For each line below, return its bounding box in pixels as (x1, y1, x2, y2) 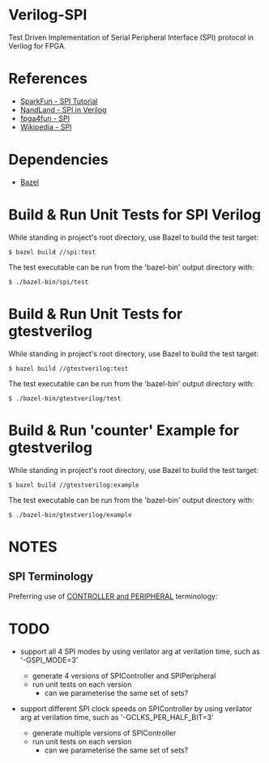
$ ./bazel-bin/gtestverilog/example (8, 510, 132, 519)
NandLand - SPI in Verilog (19, 104, 107, 114)
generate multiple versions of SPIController (32, 727, 177, 738)
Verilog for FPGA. (8, 40, 66, 50)
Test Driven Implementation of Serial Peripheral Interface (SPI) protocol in (8, 32, 254, 42)
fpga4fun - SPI (19, 113, 70, 123)
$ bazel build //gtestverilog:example (8, 480, 139, 489)
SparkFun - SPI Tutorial (19, 96, 98, 106)
